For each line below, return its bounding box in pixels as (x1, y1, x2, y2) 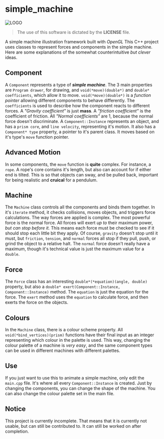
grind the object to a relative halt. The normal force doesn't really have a (5, 241, 150, 247)
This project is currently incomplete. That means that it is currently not (5, 418, 147, 424)
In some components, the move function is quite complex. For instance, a (5, 161, 151, 167)
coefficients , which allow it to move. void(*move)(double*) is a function (5, 92, 151, 98)
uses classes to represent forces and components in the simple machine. (5, 44, 153, 50)
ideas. (5, 54, 18, 60)
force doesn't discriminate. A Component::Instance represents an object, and (5, 118, 159, 124)
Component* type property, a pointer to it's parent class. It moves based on (5, 129, 155, 135)
